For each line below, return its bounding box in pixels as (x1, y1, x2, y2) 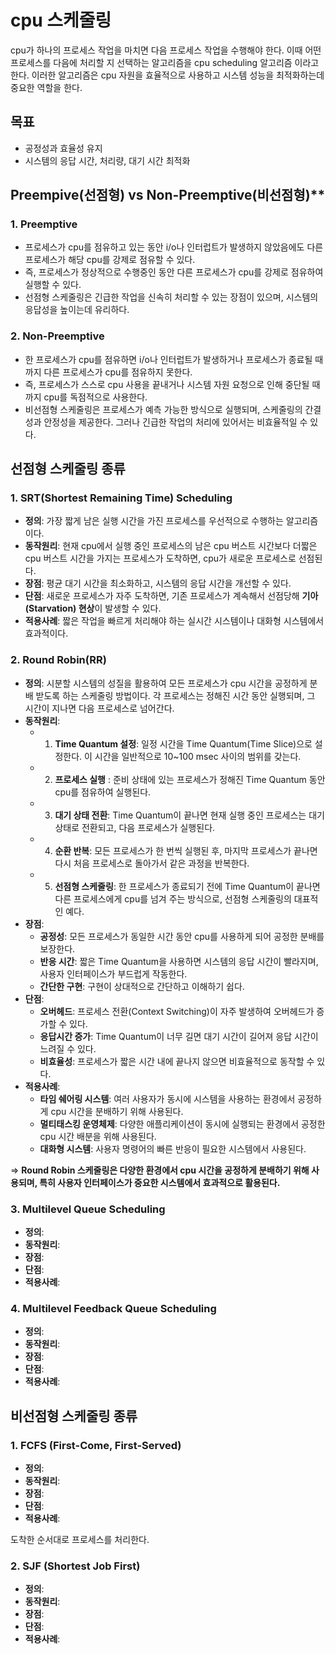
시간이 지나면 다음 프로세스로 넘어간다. (24, 702, 175, 714)
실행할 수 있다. (24, 279, 82, 291)
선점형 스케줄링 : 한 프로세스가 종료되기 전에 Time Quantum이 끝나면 (54, 880, 321, 892)
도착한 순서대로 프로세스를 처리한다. (10, 1534, 150, 1545)
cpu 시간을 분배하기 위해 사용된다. (50, 1105, 184, 1117)
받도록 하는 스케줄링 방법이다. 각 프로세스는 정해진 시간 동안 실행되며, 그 (35, 689, 316, 701)
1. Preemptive (10, 217, 78, 231)
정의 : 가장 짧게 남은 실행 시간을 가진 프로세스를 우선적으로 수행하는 (24, 515, 284, 527)
